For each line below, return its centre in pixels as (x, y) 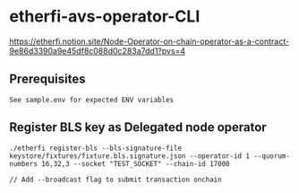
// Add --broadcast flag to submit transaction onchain (115, 180)
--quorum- (272, 156)
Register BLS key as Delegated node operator (138, 127)
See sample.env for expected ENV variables (92, 100)
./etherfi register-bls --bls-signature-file (95, 148)
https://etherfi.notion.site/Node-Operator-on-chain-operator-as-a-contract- (149, 41)
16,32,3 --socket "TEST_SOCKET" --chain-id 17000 (136, 163)
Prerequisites (47, 79)
